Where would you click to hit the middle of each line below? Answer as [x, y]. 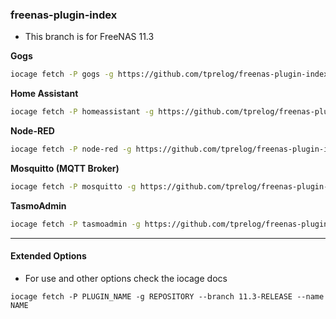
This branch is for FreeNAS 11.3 [89, 37]
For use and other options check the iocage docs [126, 278]
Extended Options [48, 256]
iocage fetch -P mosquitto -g [73, 186]
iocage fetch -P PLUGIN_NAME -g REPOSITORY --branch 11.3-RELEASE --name [167, 296]
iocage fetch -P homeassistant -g [82, 112]
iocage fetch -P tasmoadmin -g [75, 224]
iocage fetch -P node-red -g [71, 149]
